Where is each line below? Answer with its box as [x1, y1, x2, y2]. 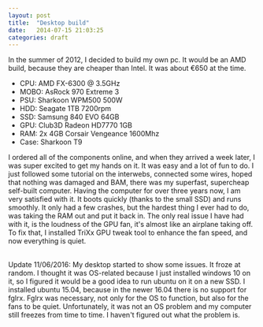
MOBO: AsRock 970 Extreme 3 [19, 87, 120, 97]
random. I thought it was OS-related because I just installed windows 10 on [8, 269, 250, 278]
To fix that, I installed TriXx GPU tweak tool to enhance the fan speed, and [8, 228, 248, 237]
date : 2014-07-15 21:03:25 [8, 26, 104, 34]
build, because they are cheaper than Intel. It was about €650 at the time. [8, 64, 246, 73]
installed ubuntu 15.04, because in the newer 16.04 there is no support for [8, 285, 247, 295]
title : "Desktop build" [8, 19, 90, 27]
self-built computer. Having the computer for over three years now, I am [8, 186, 241, 195]
